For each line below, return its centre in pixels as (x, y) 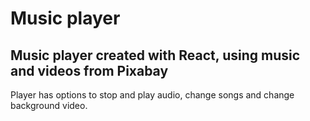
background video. (49, 105)
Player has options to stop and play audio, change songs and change (152, 95)
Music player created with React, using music (155, 55)
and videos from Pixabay (89, 70)
